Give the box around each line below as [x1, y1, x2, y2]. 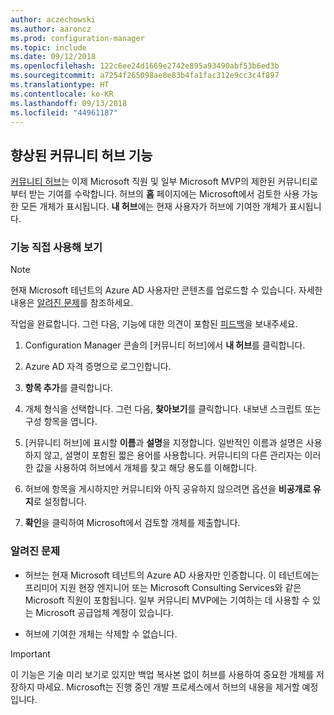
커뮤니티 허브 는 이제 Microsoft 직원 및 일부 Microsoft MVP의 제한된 [10, 176, 276, 188]
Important [10, 647, 51, 660]
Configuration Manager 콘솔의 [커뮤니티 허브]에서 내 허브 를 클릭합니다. [24, 339, 306, 351]
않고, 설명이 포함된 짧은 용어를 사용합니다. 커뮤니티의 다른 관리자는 [43, 449, 303, 461]
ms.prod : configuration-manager [10, 33, 145, 43]
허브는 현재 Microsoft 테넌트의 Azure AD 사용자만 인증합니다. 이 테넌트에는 [24, 569, 320, 581]
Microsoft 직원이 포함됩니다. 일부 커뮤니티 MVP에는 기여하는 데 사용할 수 [24, 594, 311, 606]
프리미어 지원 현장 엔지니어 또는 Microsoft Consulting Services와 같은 [24, 581, 302, 593]
